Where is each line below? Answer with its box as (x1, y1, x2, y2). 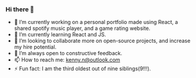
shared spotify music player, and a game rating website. (14, 25, 151, 32)
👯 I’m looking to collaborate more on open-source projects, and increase (14, 38, 191, 45)
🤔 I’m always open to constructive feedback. (14, 50, 122, 57)
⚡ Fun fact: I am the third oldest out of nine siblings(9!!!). (14, 65, 151, 72)
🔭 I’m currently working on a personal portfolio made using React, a (14, 19, 178, 26)
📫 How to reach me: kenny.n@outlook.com (14, 56, 120, 63)
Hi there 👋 (5, 5, 35, 13)
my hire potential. (14, 43, 57, 50)
